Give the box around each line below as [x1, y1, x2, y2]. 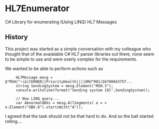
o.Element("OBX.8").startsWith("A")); [5, 105, 83, 110]
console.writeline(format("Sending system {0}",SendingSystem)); [15, 88, 150, 93]
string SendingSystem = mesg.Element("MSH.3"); [15, 83, 114, 88]
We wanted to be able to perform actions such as [5, 65, 103, 71]
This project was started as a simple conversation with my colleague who [5, 46, 151, 51]
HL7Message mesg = [15, 75, 53, 80]
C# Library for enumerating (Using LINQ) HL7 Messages [5, 19, 117, 25]
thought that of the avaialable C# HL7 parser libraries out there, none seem [5, 51, 155, 57]
